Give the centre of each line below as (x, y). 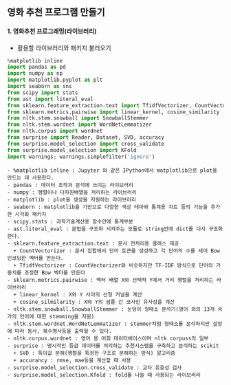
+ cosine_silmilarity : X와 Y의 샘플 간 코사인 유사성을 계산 (94, 302)
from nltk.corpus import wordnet (55, 131)
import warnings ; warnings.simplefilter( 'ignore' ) (81, 157)
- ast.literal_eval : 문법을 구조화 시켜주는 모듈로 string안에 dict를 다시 (107, 229)
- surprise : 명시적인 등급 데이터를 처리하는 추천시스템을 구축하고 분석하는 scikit (113, 346)
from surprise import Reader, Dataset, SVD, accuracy (86, 137)
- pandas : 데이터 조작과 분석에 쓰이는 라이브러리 (70, 185)
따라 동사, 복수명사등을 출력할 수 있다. (63, 331)
